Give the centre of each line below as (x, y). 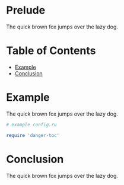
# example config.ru (32, 125)
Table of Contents (51, 51)
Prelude (26, 10)
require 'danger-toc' (33, 135)
